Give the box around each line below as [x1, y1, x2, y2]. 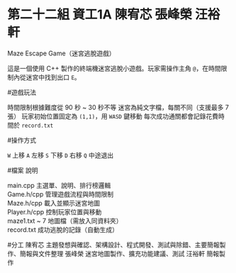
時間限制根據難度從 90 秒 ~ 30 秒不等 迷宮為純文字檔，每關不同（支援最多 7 [7, 103, 229, 111]
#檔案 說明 [7, 166, 38, 174]
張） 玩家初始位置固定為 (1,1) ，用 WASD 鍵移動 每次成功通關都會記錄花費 [7, 111, 219, 121]
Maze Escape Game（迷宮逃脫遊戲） [7, 49, 116, 57]
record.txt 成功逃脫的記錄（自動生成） [7, 225, 119, 234]
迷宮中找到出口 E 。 [26, 72, 82, 82]
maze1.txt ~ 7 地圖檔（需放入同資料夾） [7, 216, 123, 225]
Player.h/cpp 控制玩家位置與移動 [7, 207, 102, 216]
